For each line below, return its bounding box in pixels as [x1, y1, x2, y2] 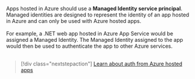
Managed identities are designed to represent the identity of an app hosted [6, 11, 190, 18]
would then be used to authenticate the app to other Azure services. [6, 42, 173, 50]
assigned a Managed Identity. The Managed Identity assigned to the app [6, 37, 184, 43]
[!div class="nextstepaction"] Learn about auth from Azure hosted [20, 60, 183, 67]
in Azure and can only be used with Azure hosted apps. [6, 18, 142, 24]
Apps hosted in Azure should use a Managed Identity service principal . [6, 5, 183, 12]
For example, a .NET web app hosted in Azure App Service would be [6, 30, 174, 37]
